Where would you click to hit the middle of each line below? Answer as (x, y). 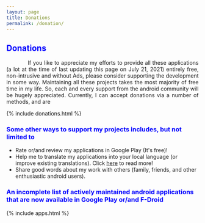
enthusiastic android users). (50, 176)
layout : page (23, 12)
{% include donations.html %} (44, 114)
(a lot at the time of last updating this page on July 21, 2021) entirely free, (103, 69)
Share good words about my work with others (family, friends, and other (106, 170)
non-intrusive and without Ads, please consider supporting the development (103, 76)
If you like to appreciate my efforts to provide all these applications (113, 63)
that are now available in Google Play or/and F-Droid (85, 200)
